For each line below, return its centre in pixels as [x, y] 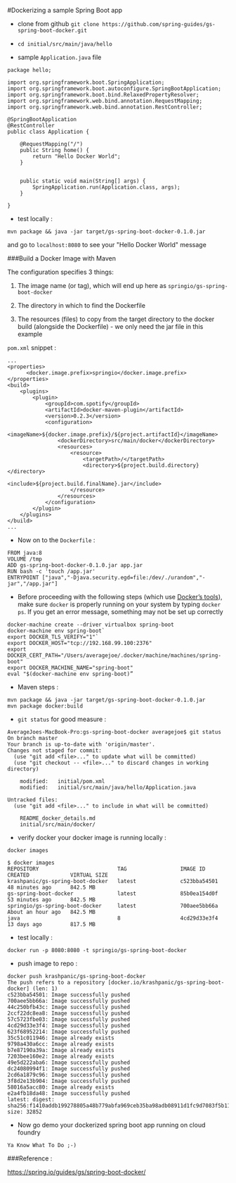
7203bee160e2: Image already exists [61, 1056]
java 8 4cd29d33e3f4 [113, 918]
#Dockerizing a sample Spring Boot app [65, 10]
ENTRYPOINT [23, 577]
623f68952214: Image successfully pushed [69, 1032]
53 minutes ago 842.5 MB [52, 900]
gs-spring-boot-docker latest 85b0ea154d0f [113, 894]
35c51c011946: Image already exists [61, 1038]
